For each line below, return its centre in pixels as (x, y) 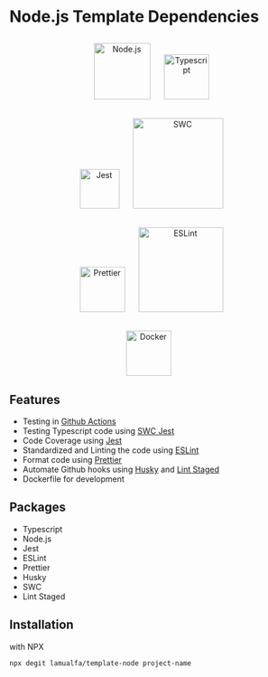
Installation (42, 625)
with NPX (27, 646)
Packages (37, 508)
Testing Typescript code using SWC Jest (98, 431)
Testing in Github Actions (69, 421)
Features (35, 400)
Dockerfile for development (73, 479)
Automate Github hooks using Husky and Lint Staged (120, 469)
